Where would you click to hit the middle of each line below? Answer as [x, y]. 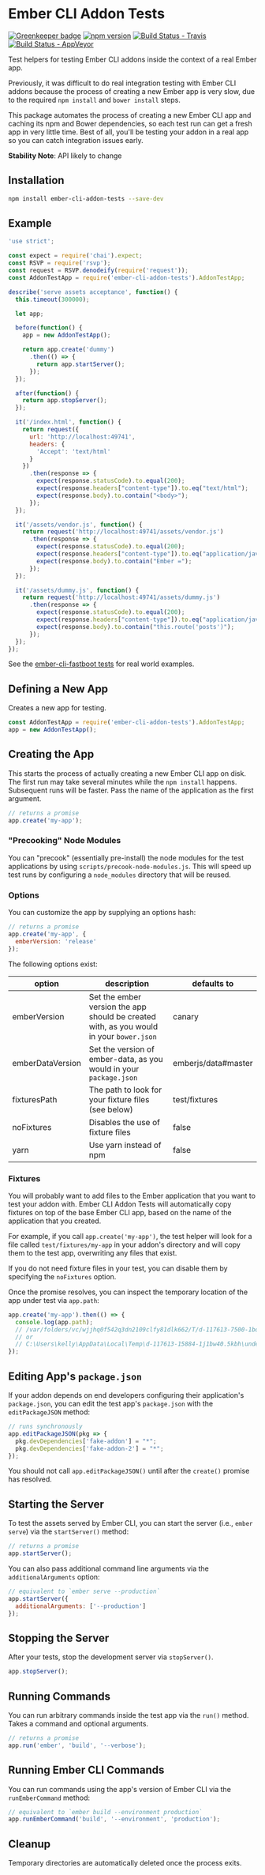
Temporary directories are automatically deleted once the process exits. [125, 1863]
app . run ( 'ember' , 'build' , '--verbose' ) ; [77, 1745]
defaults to [213, 983]
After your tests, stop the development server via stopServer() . [111, 1657]
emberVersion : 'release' [56, 941]
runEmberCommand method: [49, 1798]
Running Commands [60, 1696]
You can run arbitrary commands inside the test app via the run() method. [129, 1715]
